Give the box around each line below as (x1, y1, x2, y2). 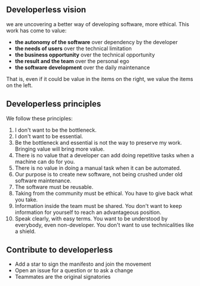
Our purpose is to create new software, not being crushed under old (14, 170, 183, 178)
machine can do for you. (14, 158, 75, 165)
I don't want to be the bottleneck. (14, 126, 97, 133)
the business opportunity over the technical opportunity (14, 51, 155, 58)
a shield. (14, 228, 36, 235)
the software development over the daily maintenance (14, 64, 150, 71)
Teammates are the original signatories (14, 273, 111, 281)
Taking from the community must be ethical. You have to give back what (14, 189, 193, 197)
